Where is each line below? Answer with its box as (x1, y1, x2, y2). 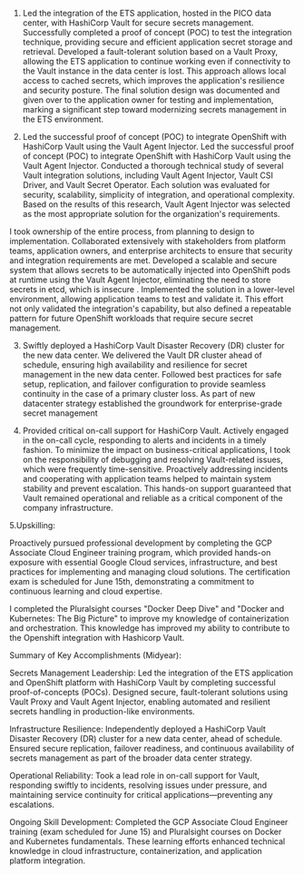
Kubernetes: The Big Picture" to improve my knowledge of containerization (9, 613, 289, 624)
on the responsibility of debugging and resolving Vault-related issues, (22, 454, 283, 465)
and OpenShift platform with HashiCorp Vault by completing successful (9, 677, 277, 688)
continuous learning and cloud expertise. (9, 585, 163, 596)
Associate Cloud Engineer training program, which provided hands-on (9, 547, 271, 557)
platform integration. (9, 855, 86, 866)
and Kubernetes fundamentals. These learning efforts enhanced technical (9, 836, 286, 847)
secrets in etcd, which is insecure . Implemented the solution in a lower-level (9, 284, 295, 294)
